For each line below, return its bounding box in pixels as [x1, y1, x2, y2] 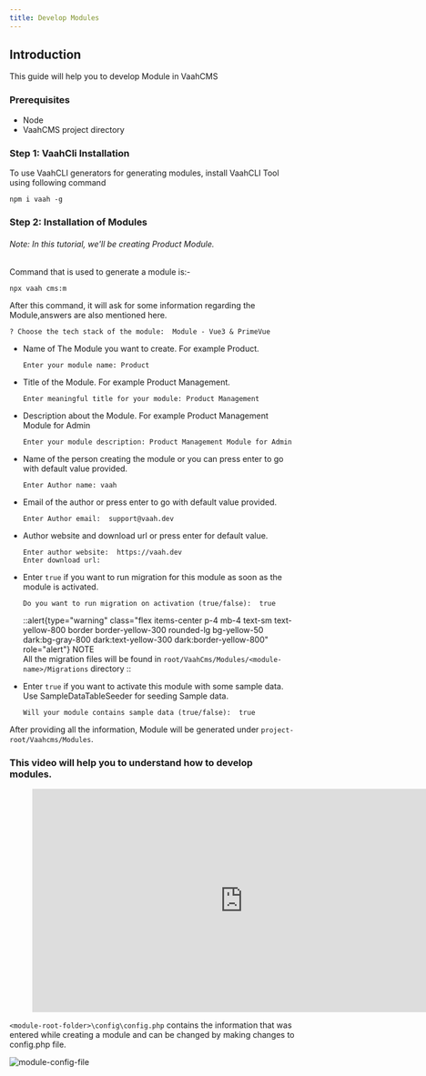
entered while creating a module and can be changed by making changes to [9, 1030, 295, 1041]
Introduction [9, 47, 82, 63]
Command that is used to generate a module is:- [9, 266, 191, 277]
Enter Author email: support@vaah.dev [22, 515, 175, 524]
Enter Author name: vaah [22, 481, 117, 490]
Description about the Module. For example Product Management [22, 410, 269, 421]
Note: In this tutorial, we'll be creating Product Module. [9, 238, 215, 249]
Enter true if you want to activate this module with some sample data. [22, 681, 284, 692]
